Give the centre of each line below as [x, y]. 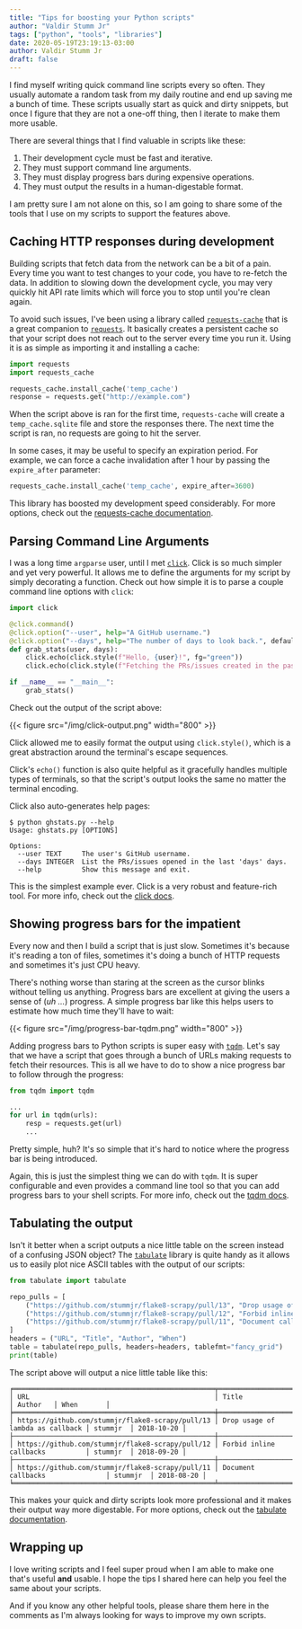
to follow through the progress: [67, 1074]
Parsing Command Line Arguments [109, 541]
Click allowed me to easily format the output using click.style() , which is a [150, 742]
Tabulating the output [71, 1223]
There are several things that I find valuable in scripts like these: [128, 141]
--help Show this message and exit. [104, 869]
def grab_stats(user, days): [64, 649]
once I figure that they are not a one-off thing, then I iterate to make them [145, 114]
